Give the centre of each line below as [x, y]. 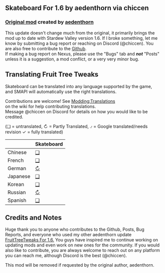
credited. [14, 117]
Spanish [17, 200]
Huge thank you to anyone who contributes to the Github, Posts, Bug [75, 229]
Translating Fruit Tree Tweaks [52, 75]
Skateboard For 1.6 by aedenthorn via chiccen [77, 8]
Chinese [17, 152]
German [17, 168]
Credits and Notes [33, 218]
